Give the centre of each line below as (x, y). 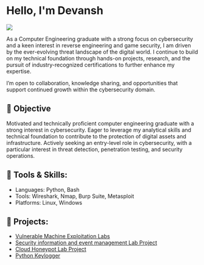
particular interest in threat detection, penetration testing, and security (94, 149)
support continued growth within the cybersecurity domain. (81, 90)
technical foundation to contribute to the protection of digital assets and (97, 136)
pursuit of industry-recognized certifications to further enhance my (90, 65)
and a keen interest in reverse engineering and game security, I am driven (99, 45)
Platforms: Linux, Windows (48, 202)
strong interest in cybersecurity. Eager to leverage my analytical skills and (99, 130)
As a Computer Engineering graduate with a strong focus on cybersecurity (100, 39)
